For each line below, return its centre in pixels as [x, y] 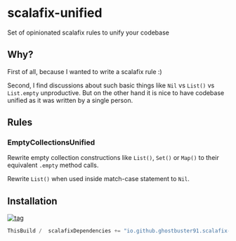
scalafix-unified [55, 13]
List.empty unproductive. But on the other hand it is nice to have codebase [116, 92]
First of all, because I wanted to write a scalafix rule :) [85, 71]
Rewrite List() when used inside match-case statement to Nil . [98, 179]
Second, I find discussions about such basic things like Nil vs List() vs [111, 85]
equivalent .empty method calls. [53, 165]
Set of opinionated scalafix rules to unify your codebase [88, 32]
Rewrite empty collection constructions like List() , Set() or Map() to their [113, 158]
